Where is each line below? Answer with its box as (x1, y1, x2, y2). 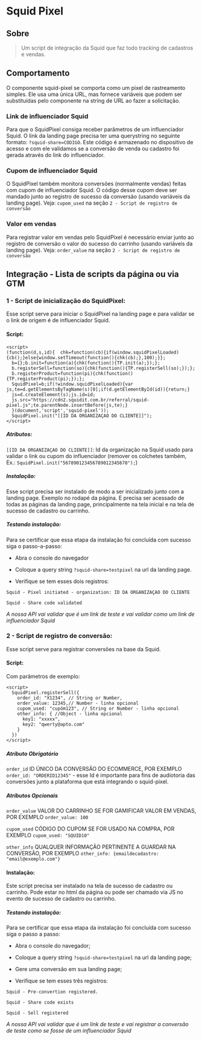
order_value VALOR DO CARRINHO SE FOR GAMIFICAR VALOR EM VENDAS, (6, 807, 197, 814)
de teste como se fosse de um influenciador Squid (6, 1027, 131, 1035)
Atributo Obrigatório (6, 750, 58, 757)
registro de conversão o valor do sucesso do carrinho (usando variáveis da (6, 240, 193, 247)
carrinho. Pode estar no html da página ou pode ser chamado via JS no (6, 888, 184, 896)
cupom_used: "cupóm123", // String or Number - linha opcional (17, 706, 180, 712)
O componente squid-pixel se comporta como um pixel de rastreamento (6, 84, 186, 91)
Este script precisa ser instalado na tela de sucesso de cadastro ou (6, 882, 173, 890)
